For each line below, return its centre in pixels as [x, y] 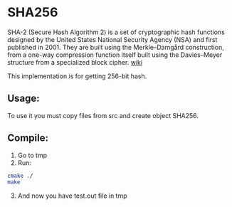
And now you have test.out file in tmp [72, 196]
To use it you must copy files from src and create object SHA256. [103, 115]
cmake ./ [20, 176]
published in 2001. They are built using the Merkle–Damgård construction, [116, 47]
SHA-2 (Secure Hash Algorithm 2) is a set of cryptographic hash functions [116, 32]
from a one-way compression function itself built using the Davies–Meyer [115, 55]
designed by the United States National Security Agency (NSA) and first [112, 39]
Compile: [28, 138]
